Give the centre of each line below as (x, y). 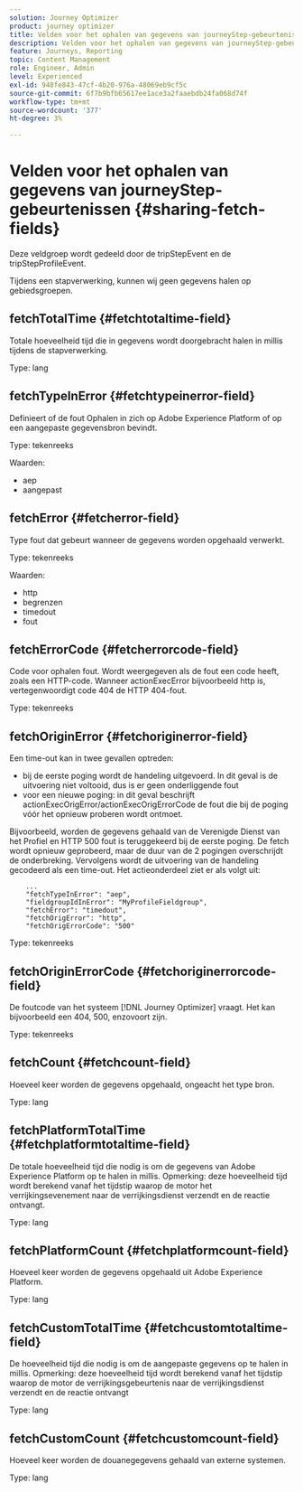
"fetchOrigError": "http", (76, 918)
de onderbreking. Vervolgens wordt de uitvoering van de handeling (134, 860)
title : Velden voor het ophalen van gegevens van (105, 34)
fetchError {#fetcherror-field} (95, 518)
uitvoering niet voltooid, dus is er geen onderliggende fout (130, 785)
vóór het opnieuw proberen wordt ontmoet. (102, 814)
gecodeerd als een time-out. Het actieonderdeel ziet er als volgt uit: (135, 870)
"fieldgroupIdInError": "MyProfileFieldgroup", (116, 903)
